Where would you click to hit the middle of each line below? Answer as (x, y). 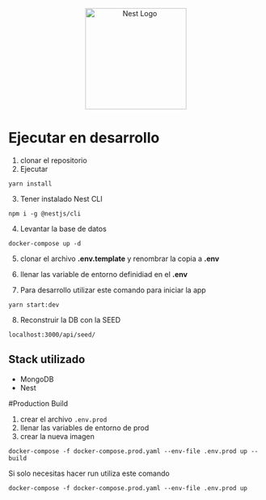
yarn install (30, 184)
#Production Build (38, 403)
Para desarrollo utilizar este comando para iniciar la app (113, 290)
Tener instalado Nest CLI (61, 199)
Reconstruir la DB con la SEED (70, 319)
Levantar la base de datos (63, 229)
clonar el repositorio (53, 160)
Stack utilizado (47, 359)
